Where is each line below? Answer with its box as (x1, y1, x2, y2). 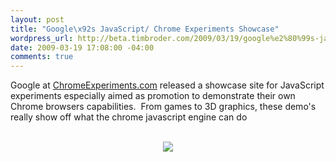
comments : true (10, 52, 74, 62)
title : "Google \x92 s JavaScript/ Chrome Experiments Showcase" (10, 24, 280, 34)
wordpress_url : (10, 33, 74, 43)
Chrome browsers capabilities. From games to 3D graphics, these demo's (10, 101, 317, 113)
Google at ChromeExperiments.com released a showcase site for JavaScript (10, 79, 325, 91)
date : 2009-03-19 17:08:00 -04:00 (10, 42, 155, 53)
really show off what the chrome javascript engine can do (10, 111, 248, 123)
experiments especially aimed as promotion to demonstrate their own (10, 90, 296, 102)
